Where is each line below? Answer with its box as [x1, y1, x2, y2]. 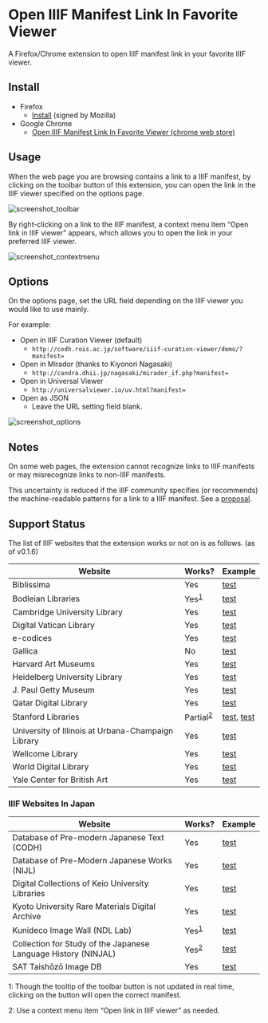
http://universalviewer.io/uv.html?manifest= [31, 386, 186, 394]
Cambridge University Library [12, 606, 124, 618]
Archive [12, 910, 41, 922]
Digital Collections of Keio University [12, 878, 149, 889]
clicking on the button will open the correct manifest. [8, 990, 182, 1000]
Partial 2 [184, 710, 213, 723]
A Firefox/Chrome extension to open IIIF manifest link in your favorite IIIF [8, 49, 246, 58]
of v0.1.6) [8, 547, 38, 556]
